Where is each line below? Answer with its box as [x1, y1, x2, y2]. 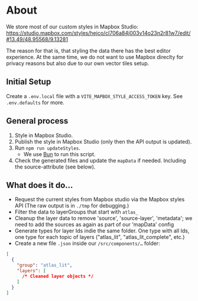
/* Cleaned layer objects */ [21, 273, 94, 279]
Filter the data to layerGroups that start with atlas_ [14, 208, 139, 216]
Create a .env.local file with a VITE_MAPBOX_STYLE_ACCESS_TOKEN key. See [6, 92, 183, 99]
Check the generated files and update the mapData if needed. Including [14, 157, 186, 164]
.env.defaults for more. [6, 99, 65, 106]
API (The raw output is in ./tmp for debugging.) [14, 202, 129, 209]
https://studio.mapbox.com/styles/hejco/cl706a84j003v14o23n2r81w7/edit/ [6, 29, 191, 36]
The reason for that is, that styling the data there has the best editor [6, 47, 171, 54]
